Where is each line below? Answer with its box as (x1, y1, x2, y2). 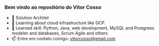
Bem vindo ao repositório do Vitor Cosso (4, 4, 102, 11)
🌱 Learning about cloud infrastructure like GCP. (11, 20, 106, 26)
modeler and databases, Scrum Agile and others (11, 31, 108, 36)
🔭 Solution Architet (11, 15, 49, 21)
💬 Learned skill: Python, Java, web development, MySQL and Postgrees (11, 25, 155, 31)
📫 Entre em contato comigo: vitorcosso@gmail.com (11, 36, 116, 42)
